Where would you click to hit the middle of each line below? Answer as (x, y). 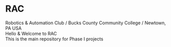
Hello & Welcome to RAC (31, 33)
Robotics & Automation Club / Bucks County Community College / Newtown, (86, 23)
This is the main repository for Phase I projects (54, 39)
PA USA (14, 28)
